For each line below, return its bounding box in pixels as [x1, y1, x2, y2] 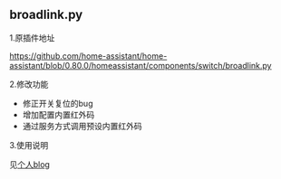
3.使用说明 [9, 139, 49, 150]
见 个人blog [9, 158, 50, 170]
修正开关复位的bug [22, 98, 93, 108]
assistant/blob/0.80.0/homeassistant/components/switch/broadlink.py [9, 60, 272, 71]
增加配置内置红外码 [22, 108, 95, 120]
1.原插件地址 [9, 32, 55, 43]
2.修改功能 [9, 79, 49, 89]
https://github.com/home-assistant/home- [9, 50, 168, 61]
